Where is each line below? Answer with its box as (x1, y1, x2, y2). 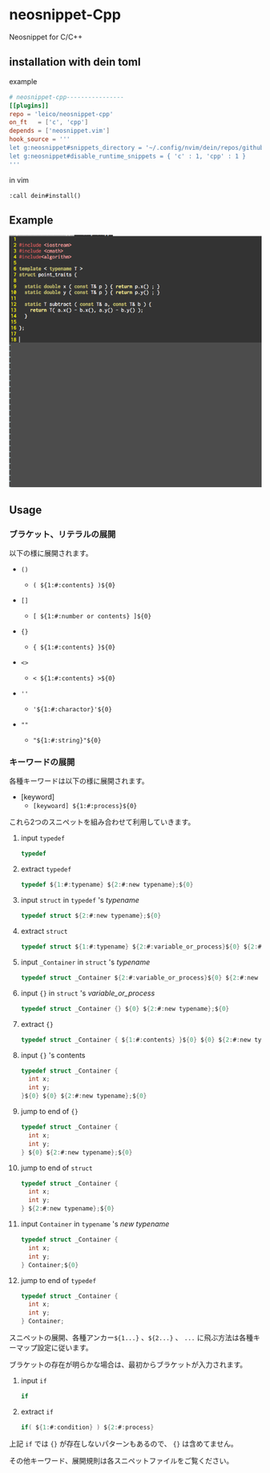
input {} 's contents (20, 1050, 86, 1060)
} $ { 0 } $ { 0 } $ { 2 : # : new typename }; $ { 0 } (20, 1092, 147, 1101)
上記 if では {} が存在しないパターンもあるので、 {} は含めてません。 (9, 1439, 239, 1448)
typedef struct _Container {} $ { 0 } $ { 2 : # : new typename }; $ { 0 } (20, 1004, 230, 1012)
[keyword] (20, 792, 55, 802)
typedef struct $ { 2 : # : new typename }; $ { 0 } (20, 912, 162, 920)
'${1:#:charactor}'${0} (32, 706, 113, 714)
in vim (9, 175, 30, 185)
